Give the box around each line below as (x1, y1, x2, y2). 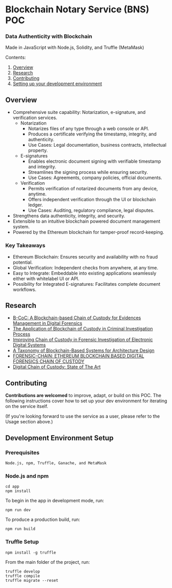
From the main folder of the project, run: (5, 559, 90, 565)
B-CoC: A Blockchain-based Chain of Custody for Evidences (12, 315, 141, 321)
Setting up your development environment (12, 81, 102, 87)
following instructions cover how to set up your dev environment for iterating (5, 398, 167, 404)
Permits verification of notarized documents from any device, (28, 186, 158, 192)
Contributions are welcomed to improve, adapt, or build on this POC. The (5, 393, 162, 399)
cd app (5, 484, 20, 489)
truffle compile (5, 573, 40, 578)
